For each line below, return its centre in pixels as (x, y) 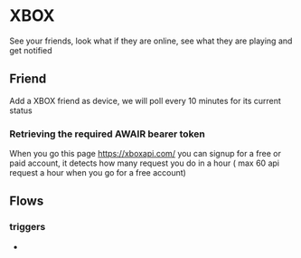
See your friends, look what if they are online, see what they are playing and (151, 41)
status (21, 110)
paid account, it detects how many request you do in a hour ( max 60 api (145, 163)
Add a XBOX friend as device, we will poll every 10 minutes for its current (146, 100)
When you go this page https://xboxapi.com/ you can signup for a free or (146, 154)
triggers (28, 227)
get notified (31, 50)
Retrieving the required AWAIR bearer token (107, 134)
